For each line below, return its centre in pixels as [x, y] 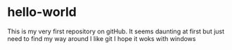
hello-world [42, 12]
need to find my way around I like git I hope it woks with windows [102, 38]
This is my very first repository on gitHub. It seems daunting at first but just [116, 31]
